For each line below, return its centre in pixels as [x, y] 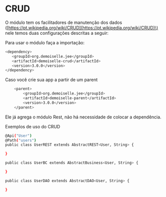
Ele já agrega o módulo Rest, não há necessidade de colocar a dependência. [83, 117]
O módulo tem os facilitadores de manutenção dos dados [64, 22]
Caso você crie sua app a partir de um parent [52, 80]
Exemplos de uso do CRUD [33, 126]
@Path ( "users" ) [21, 140]
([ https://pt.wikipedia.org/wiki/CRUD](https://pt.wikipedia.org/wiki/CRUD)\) [82, 27]
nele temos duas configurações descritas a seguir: [57, 33]
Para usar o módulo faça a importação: [45, 42]
